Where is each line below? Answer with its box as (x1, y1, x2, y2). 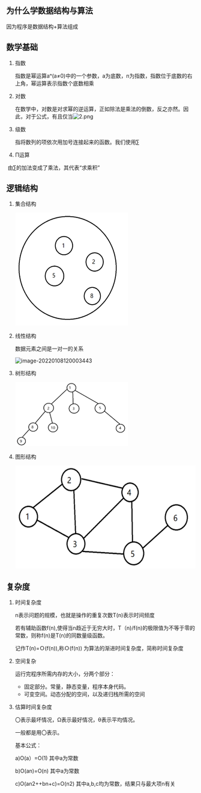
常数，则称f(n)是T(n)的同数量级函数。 (14, 632, 108, 639)
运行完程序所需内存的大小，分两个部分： (14, 670, 115, 677)
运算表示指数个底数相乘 (35, 79, 94, 87)
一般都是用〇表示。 (14, 729, 63, 736)
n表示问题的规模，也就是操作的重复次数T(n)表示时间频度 (14, 612, 155, 619)
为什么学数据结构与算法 (6, 5, 93, 16)
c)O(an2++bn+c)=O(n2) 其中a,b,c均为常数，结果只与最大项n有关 (14, 780, 176, 788)
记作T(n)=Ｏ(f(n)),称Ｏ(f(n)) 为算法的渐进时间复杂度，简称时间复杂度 (14, 645, 184, 652)
